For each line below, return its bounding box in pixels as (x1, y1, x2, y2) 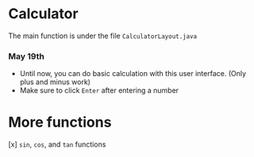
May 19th (8, 51, 45, 62)
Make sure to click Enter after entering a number (19, 86, 179, 95)
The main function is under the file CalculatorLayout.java (8, 31, 198, 40)
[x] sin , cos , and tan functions (8, 140, 106, 149)
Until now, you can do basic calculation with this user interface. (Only (19, 69, 247, 78)
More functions (8, 113, 112, 132)
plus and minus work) (19, 77, 91, 87)
